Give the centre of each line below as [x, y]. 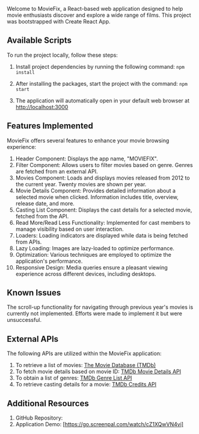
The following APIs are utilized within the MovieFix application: [84, 354]
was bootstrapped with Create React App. [59, 21]
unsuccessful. [24, 320]
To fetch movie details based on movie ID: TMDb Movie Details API [98, 372]
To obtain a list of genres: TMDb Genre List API [74, 378]
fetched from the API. [42, 216]
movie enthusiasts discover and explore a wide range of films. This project [99, 15]
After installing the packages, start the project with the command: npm [102, 83]
